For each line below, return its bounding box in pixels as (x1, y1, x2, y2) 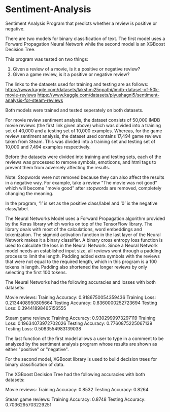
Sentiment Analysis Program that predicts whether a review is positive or (5, 20, 157, 26)
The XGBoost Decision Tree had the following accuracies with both (5, 371, 146, 377)
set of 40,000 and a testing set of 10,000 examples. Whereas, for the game (5, 128, 162, 134)
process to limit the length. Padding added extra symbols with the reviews (5, 253, 160, 259)
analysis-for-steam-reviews (5, 97, 63, 103)
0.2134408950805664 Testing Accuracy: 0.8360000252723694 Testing (5, 299, 157, 306)
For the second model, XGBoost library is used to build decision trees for (5, 356, 157, 362)
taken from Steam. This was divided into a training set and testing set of (5, 138, 156, 144)
